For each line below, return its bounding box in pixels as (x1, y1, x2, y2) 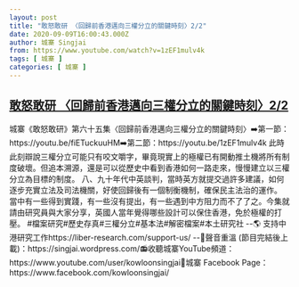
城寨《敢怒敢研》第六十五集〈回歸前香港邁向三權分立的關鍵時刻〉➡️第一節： (9, 123, 289, 134)
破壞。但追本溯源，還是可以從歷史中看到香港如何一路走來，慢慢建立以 (16, 162, 274, 173)
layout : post (9, 12, 58, 22)
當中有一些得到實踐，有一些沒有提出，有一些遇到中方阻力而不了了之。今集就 (9, 195, 290, 206)
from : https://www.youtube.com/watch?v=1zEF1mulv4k (9, 46, 205, 55)
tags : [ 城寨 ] (9, 54, 63, 63)
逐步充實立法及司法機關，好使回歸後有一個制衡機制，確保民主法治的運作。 (9, 184, 282, 195)
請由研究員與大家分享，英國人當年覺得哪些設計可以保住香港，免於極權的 (9, 207, 274, 217)
